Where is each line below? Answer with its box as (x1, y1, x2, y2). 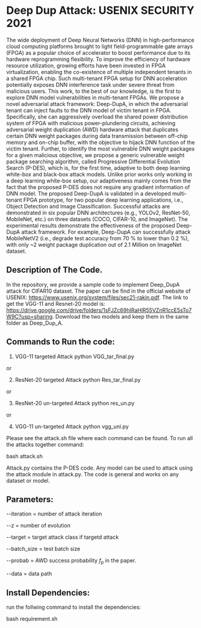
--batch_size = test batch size (6, 546, 81, 553)
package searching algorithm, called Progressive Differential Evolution (6, 158, 181, 165)
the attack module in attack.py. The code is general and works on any (6, 470, 179, 477)
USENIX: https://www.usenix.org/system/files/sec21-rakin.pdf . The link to (6, 293, 188, 301)
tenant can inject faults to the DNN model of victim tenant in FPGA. (6, 107, 172, 114)
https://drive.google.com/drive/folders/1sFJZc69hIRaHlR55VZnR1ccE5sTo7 (6, 306, 192, 314)
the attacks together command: (6, 441, 84, 448)
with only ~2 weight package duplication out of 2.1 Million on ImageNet (6, 241, 182, 248)
